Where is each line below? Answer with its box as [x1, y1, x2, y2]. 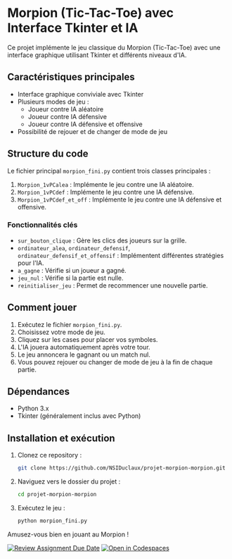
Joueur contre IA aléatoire [27, 104, 104, 113]
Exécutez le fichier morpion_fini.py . [17, 320, 122, 328]
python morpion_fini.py [17, 517, 88, 524]
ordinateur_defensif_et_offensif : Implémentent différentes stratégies [17, 251, 224, 259]
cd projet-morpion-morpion [17, 491, 97, 498]
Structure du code [7, 148, 89, 160]
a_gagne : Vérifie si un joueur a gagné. [17, 266, 127, 274]
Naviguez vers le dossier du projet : [17, 477, 121, 486]
